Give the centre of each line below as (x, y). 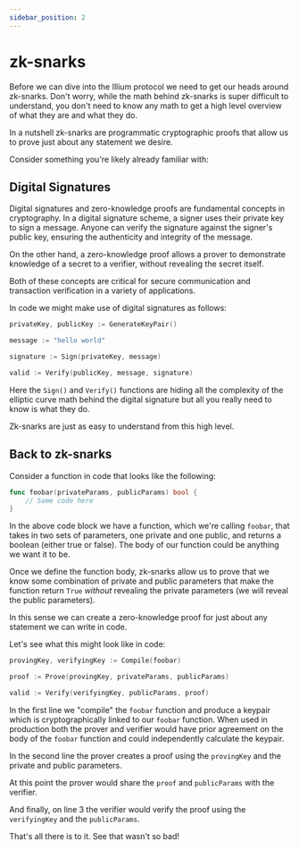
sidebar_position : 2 (48, 17)
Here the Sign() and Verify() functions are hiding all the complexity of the (146, 390)
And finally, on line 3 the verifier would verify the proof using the (128, 809)
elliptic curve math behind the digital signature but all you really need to (141, 399)
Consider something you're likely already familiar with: (109, 159)
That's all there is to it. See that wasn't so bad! (95, 836)
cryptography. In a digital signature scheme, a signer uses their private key (146, 218)
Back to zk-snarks (61, 454)
